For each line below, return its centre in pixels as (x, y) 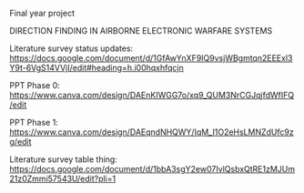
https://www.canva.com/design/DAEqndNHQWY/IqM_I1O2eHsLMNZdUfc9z (152, 132)
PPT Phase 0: (35, 85)
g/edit (20, 142)
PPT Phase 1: (34, 122)
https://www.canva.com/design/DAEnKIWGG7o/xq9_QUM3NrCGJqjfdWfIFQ (152, 95)
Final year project (42, 13)
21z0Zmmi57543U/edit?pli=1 (63, 178)
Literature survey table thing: (64, 159)
